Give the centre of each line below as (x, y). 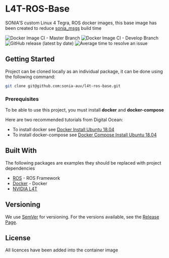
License (18, 238)
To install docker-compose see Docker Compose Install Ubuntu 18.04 (84, 135)
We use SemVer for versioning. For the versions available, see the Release (82, 217)
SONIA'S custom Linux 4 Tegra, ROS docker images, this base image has (81, 23)
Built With (21, 151)
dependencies (20, 168)
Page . (11, 222)
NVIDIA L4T (25, 189)
